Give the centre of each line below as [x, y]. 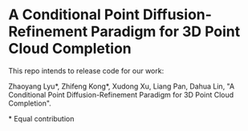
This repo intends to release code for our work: [86, 70]
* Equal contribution [41, 118]
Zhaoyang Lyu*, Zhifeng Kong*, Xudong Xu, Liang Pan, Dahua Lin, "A [122, 86]
